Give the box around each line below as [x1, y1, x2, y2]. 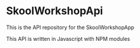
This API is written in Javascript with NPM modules [6, 35, 131, 42]
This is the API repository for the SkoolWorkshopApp [6, 24, 135, 31]
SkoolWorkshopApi [6, 4, 103, 18]
